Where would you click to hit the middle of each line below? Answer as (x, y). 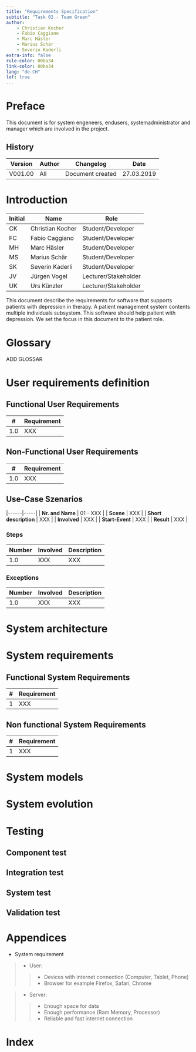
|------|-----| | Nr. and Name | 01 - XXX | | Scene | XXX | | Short (84, 513)
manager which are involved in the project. (58, 129)
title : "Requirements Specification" (52, 11)
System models (45, 777)
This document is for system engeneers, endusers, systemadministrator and (98, 123)
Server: (38, 995)
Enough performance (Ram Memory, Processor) (102, 1013)
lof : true (18, 77)
